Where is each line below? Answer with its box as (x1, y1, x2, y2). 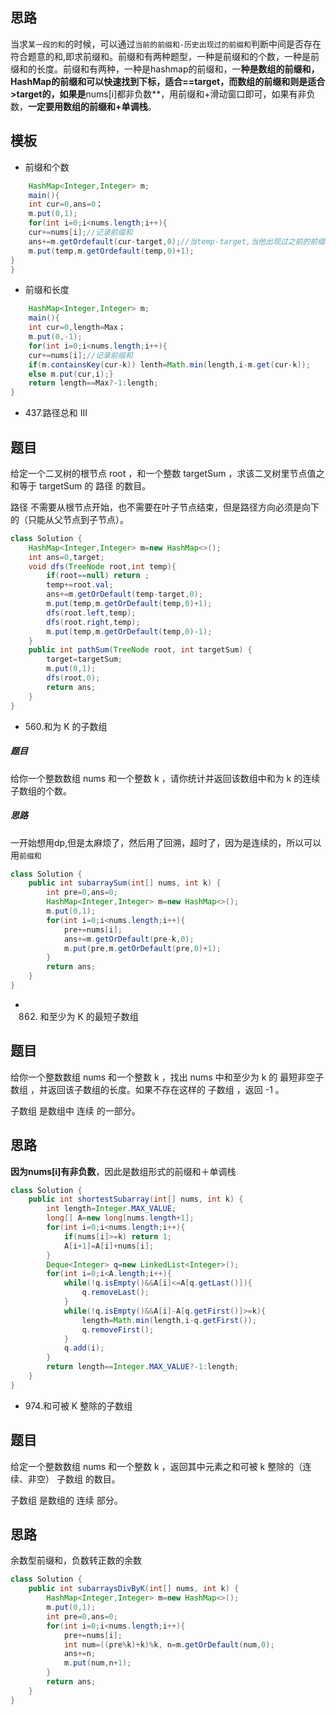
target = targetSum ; (46, 654, 123, 665)
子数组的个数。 (10, 784, 72, 797)
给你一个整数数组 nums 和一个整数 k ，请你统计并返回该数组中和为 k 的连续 (10, 772, 321, 784)
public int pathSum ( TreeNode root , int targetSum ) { (28, 645, 253, 655)
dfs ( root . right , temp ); (46, 617, 141, 627)
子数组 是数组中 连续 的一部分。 (10, 1104, 141, 1117)
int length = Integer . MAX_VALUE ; (46, 1204, 177, 1214)
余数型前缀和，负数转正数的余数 (10, 1554, 142, 1567)
